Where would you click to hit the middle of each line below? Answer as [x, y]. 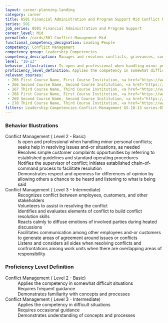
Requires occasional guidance [49, 310]
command [28, 168]
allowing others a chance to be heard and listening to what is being [87, 179]
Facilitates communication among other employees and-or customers [89, 233]
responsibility [32, 254]
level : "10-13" [21, 61]
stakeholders [31, 200]
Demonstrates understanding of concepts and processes [76, 315]
